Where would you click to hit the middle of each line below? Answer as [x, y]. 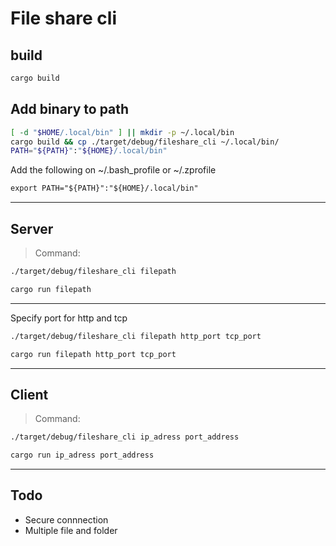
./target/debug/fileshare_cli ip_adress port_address [125, 437]
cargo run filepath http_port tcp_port [93, 354]
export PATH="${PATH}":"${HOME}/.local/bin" [104, 188]
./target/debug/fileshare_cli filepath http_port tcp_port [136, 336]
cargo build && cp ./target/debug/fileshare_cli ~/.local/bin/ [145, 142]
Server [32, 228]
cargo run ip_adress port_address [82, 455]
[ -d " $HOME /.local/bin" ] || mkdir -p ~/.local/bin [122, 132]
